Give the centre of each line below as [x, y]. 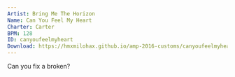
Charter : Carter [31, 27]
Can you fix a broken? [39, 66]
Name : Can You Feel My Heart [50, 20]
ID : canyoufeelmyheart [40, 40]
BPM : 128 [20, 33]
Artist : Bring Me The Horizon [51, 14]
